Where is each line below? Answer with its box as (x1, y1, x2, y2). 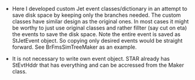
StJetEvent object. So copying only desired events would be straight (12, 37, 183, 44)
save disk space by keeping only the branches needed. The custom (12, 11, 181, 19)
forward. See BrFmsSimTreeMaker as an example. (12, 43, 137, 51)
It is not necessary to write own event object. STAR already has (12, 55, 170, 62)
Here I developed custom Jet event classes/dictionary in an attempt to (12, 5, 188, 12)
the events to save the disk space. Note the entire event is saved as (12, 31, 180, 38)
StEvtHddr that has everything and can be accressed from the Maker (12, 61, 185, 69)
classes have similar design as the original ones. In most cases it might (12, 18, 189, 25)
